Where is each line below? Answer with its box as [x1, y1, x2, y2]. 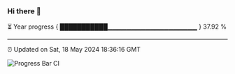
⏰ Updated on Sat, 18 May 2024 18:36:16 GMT [7, 45, 141, 54]
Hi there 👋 [7, 6, 42, 16]
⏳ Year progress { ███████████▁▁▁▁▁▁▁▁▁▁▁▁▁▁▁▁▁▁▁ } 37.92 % [7, 22, 227, 31]
